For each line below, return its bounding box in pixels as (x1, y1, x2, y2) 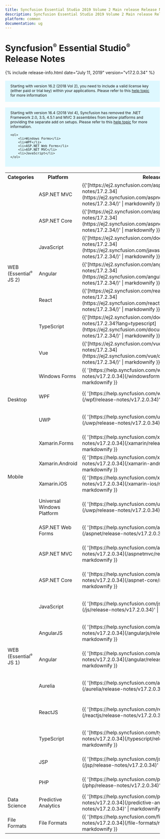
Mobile (7, 473, 24, 480)
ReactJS (38, 709, 58, 716)
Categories (7, 174, 34, 180)
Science (7, 802, 27, 809)
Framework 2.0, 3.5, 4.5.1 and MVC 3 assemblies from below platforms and (10, 115, 143, 120)
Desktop (7, 396, 27, 403)
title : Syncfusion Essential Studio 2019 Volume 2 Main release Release (5, 7, 157, 12)
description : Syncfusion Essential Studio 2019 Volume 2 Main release (5, 12, 153, 17)
